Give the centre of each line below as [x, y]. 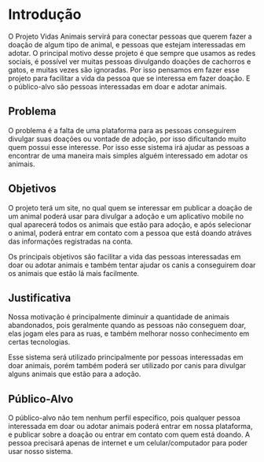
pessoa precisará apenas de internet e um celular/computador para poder [128, 443]
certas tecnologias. [39, 342]
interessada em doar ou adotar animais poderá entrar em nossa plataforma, [130, 427]
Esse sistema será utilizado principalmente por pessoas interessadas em [126, 357]
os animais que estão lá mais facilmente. [74, 273]
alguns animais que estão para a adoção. [75, 374]
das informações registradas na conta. [71, 241]
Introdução [45, 15]
